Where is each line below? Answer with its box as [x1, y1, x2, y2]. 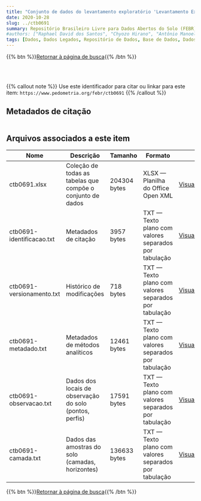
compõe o [65, 184, 95, 192]
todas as [65, 169, 90, 177]
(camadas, [65, 457, 96, 466]
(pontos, [65, 406, 90, 415]
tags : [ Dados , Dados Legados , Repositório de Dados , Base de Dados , [6, 37, 181, 43]
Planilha [142, 176, 166, 185]
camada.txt [9, 454, 41, 462]
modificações [65, 289, 105, 298]
